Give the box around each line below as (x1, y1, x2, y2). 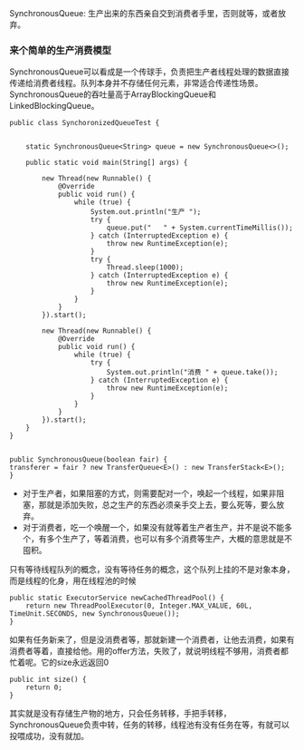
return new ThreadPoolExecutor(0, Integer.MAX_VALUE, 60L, (25, 601, 253, 610)
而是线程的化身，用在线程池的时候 (9, 575, 137, 587)
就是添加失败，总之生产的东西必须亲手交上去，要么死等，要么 (46, 500, 277, 511)
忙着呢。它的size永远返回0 (9, 657, 109, 668)
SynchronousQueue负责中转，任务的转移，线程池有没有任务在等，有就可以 (9, 719, 290, 730)
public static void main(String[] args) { (25, 158, 188, 168)
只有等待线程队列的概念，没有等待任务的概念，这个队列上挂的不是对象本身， (9, 564, 295, 575)
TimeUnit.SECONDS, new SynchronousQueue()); (9, 609, 180, 619)
